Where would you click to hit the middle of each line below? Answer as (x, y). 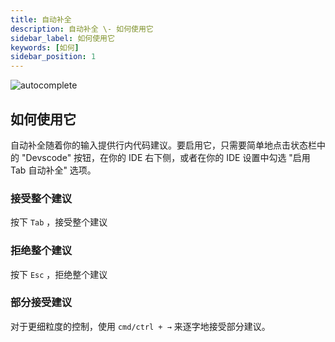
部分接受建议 (41, 303)
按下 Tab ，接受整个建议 (59, 222)
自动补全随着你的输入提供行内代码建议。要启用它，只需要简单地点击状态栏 (163, 145)
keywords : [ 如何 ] (45, 47)
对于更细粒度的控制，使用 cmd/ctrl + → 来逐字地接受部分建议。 (140, 326)
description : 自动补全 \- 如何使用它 (82, 29)
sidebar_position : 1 (53, 57)
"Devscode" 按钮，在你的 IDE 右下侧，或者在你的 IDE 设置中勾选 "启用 (166, 157)
